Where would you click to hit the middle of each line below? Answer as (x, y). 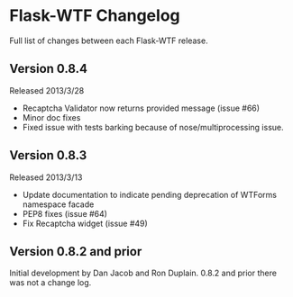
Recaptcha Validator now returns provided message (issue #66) (141, 108)
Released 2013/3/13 (46, 177)
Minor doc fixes (51, 117)
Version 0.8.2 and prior (76, 252)
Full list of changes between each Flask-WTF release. (109, 40)
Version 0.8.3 (48, 155)
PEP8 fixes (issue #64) (65, 213)
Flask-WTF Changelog (95, 16)
